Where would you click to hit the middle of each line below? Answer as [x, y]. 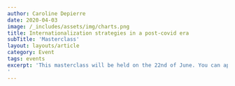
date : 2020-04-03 [33, 20]
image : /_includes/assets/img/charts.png [69, 26]
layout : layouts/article [43, 46]
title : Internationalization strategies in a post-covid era [98, 33]
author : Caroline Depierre [47, 14]
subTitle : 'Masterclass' [43, 40]
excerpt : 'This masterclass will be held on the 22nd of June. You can [114, 65]
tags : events [26, 59]
